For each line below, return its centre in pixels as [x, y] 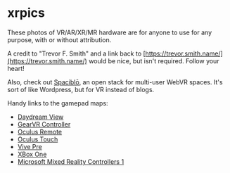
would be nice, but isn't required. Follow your [154, 60]
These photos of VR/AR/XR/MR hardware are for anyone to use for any [110, 32]
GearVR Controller [44, 124]
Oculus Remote [40, 132]
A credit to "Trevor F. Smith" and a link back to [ [76, 53]
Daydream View [40, 117]
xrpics [26, 13]
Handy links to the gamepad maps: [58, 103]
